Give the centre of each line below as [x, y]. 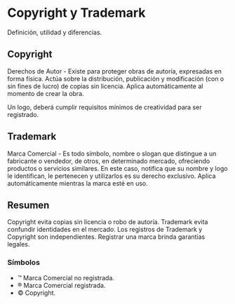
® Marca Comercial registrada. [61, 285]
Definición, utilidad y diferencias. [55, 32]
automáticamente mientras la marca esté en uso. [78, 183]
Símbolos [24, 263]
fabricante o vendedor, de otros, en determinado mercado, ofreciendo [109, 161]
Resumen [28, 205]
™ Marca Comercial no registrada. [66, 277]
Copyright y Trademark [76, 13]
